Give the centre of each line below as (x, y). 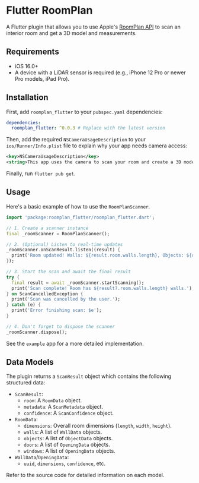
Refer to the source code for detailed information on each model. (85, 475)
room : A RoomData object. (53, 400)
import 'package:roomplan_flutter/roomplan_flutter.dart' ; (81, 217)
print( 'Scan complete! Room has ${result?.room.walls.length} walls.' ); (103, 288)
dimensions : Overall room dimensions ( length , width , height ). (97, 426)
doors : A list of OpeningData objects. (67, 445)
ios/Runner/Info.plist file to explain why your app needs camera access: (97, 146)
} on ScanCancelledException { (45, 294)
